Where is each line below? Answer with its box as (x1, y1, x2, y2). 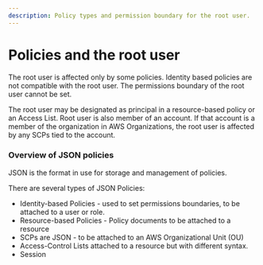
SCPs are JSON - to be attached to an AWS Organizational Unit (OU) (19, 232, 244, 242)
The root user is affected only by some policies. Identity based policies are (8, 72, 253, 82)
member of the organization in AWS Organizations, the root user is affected (8, 121, 255, 131)
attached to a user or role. (19, 207, 105, 216)
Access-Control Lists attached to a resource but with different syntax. (19, 240, 249, 251)
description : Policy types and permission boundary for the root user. (8, 11, 250, 20)
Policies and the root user (8, 45, 180, 64)
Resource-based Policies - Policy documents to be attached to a (19, 216, 231, 225)
